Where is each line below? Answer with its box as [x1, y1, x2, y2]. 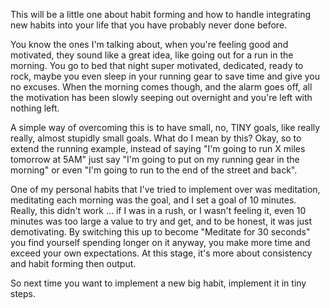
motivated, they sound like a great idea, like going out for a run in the [10, 49, 294, 61]
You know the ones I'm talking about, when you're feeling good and [10, 39, 289, 50]
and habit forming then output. [10, 258, 137, 269]
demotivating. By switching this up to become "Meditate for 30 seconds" [10, 226, 311, 238]
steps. [10, 288, 36, 299]
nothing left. [10, 102, 60, 114]
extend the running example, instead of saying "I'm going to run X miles [10, 143, 306, 154]
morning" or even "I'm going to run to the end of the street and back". [10, 164, 298, 176]
